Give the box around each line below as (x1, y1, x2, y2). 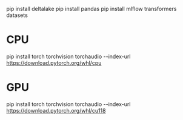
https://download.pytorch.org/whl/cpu (6, 59, 102, 66)
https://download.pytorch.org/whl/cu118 (6, 107, 106, 114)
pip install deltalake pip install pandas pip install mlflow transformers (6, 5, 177, 12)
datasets (6, 12, 28, 19)
